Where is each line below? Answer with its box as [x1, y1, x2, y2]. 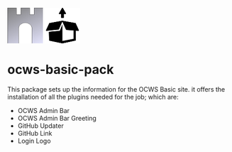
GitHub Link [17, 129, 53, 137]
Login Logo [17, 136, 51, 145]
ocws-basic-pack [7, 62, 114, 78]
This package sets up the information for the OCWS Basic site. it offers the [7, 85, 226, 93]
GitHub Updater [17, 121, 64, 130]
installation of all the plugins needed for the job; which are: [7, 92, 179, 101]
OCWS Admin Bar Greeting [17, 114, 97, 122]
